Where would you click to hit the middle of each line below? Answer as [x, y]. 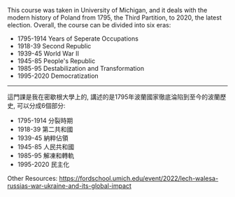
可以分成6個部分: [41, 106]
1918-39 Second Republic [54, 46]
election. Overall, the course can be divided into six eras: [89, 25]
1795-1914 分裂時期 [45, 121]
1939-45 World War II [48, 53]
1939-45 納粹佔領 [43, 138]
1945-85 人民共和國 [46, 147]
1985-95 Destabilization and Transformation [81, 68]
